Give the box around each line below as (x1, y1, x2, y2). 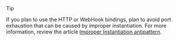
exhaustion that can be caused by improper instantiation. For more (6, 23, 167, 29)
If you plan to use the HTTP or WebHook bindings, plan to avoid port (6, 16, 172, 23)
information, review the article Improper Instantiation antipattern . (6, 28, 162, 35)
